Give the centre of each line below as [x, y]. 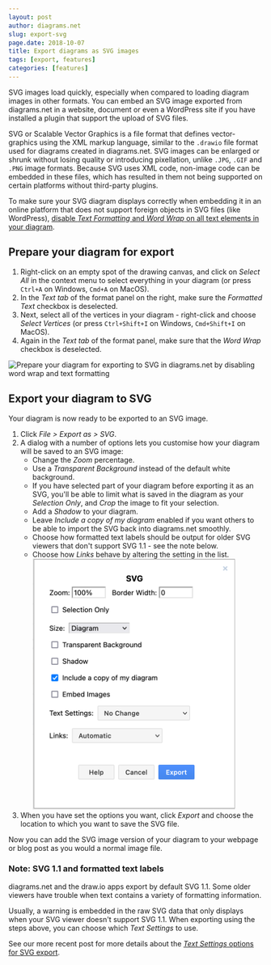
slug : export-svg [38, 34]
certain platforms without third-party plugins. [83, 185]
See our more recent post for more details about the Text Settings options [131, 943]
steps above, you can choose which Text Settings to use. [104, 928]
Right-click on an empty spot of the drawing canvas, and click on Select [140, 272]
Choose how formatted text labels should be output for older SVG [141, 537]
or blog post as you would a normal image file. [86, 848]
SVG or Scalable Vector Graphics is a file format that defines [109, 133]
